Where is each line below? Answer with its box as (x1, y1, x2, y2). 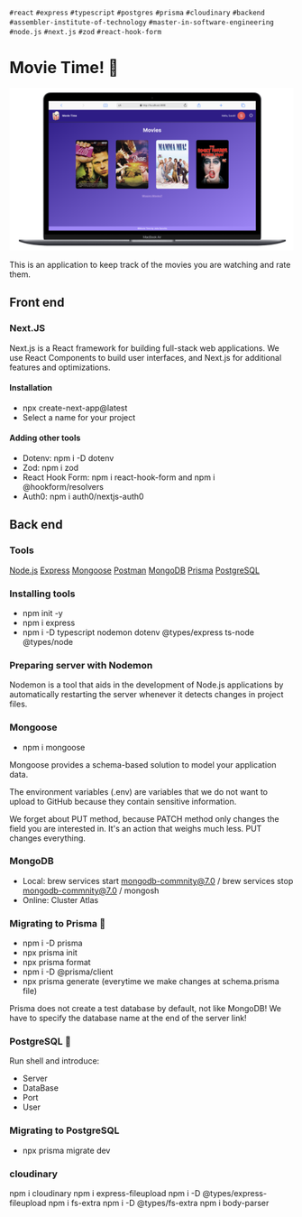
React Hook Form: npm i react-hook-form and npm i (22, 472, 215, 483)
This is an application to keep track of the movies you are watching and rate (9, 259, 291, 270)
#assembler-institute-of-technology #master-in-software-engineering (9, 18, 275, 27)
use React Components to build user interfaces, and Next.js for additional (9, 352, 282, 363)
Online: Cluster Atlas (22, 894, 99, 905)
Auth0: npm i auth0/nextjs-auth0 (22, 491, 144, 502)
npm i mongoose (22, 742, 86, 752)
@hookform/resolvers (22, 481, 104, 492)
